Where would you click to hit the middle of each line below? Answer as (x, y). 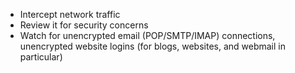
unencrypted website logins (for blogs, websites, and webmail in (153, 46)
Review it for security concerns (84, 25)
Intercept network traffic (70, 14)
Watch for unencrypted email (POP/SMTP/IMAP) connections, (147, 35)
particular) (41, 57)
